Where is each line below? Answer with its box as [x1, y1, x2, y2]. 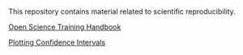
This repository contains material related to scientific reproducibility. [8, 7, 237, 16]
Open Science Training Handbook [8, 22, 122, 31]
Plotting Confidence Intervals [8, 37, 106, 47]
